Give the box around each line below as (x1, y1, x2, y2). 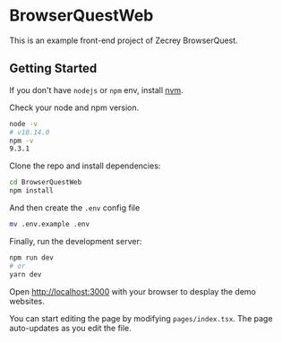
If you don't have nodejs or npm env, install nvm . (9, 84, 184, 95)
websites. (9, 295, 45, 306)
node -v (9, 119, 38, 128)
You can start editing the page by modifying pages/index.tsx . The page (9, 312, 273, 323)
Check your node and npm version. (9, 102, 140, 113)
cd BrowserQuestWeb (9, 178, 82, 187)
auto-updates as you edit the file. (9, 322, 132, 333)
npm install (9, 186, 54, 195)
